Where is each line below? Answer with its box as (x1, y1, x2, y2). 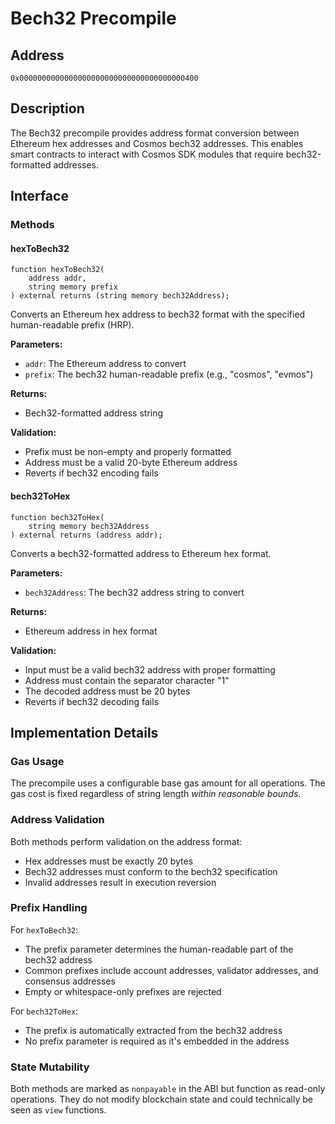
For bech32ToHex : (10, 1005, 79, 1017)
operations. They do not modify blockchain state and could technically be (10, 1093, 314, 1106)
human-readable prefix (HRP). (10, 319, 135, 331)
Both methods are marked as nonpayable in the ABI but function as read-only (10, 1083, 326, 1095)
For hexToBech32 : (10, 923, 79, 936)
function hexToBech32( (10, 265, 105, 275)
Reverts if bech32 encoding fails (24, 467, 159, 479)
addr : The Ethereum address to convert (24, 358, 187, 370)
